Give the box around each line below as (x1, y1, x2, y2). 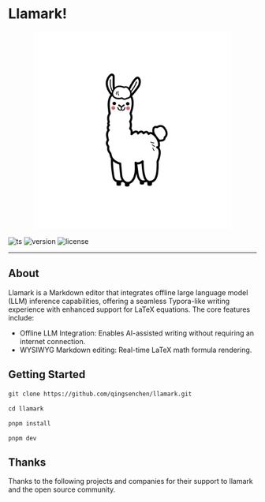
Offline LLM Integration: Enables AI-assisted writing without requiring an (19, 328, 255, 338)
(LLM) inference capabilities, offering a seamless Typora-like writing (8, 296, 230, 305)
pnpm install (8, 419, 51, 427)
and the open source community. (8, 485, 116, 494)
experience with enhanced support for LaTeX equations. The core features (8, 305, 251, 314)
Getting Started (8, 368, 86, 381)
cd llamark (8, 404, 44, 413)
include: (8, 313, 35, 322)
